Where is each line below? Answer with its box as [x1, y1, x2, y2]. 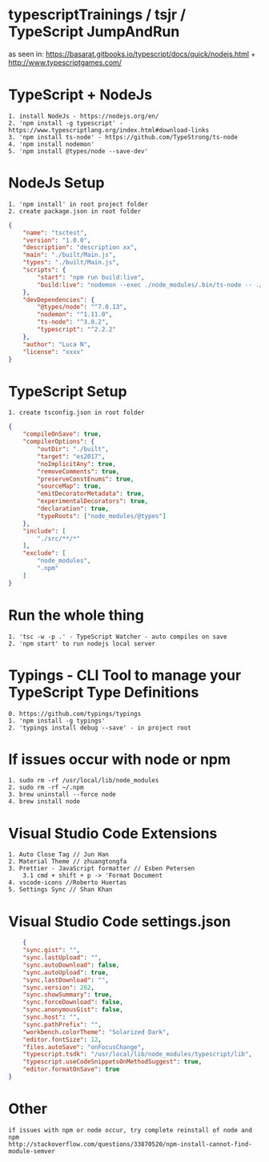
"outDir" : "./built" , [37, 445, 110, 453]
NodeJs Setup [8, 174, 105, 192]
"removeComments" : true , [37, 467, 120, 476]
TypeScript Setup [8, 382, 127, 400]
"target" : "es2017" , [37, 452, 106, 460]
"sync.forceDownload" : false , [22, 999, 124, 1007]
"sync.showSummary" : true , [22, 991, 113, 999]
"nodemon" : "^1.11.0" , [37, 311, 113, 319]
